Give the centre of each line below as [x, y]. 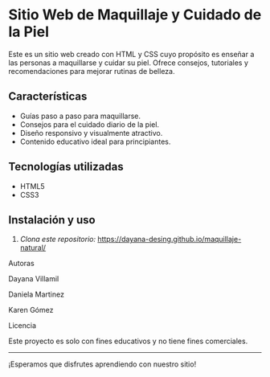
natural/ [33, 248]
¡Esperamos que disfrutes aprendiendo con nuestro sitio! [102, 364]
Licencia [22, 326]
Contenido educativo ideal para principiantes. [95, 141]
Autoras [21, 264]
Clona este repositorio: [58, 240]
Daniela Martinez [36, 294]
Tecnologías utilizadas [66, 167]
